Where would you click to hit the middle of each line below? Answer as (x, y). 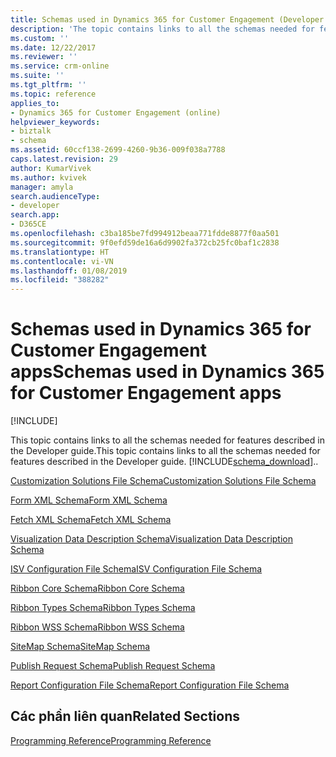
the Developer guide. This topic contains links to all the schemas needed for (165, 451)
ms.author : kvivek (48, 177)
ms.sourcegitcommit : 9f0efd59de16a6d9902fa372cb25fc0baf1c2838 (145, 242)
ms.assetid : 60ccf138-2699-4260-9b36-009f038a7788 (118, 150)
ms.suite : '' (37, 76)
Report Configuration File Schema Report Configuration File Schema (150, 685)
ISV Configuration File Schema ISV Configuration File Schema (136, 569)
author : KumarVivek (51, 168)
